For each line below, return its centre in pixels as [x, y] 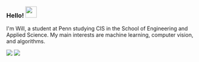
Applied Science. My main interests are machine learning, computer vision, [100, 35]
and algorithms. [26, 42]
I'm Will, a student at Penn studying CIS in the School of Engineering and [97, 29]
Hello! [15, 15]
